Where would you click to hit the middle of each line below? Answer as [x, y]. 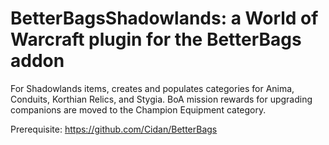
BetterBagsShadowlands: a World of [164, 18]
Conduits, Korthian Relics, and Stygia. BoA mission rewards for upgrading [161, 99]
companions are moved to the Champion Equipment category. [138, 109]
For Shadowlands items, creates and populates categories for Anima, [152, 88]
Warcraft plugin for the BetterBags [156, 39]
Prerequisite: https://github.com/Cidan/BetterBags [114, 129]
